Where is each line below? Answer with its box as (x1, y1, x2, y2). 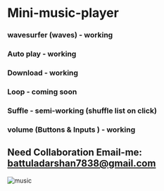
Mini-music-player (7, 5, 120, 21)
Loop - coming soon (7, 87, 77, 97)
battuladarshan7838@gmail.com (7, 157, 156, 170)
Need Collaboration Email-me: (7, 147, 143, 159)
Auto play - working (7, 49, 77, 59)
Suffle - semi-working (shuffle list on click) (7, 106, 157, 116)
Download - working (7, 68, 79, 78)
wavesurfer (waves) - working (7, 30, 113, 40)
